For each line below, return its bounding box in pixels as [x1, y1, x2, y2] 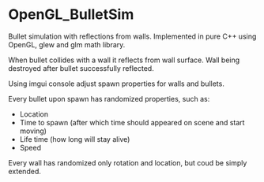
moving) [19, 126, 47, 136]
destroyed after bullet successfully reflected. [8, 63, 154, 72]
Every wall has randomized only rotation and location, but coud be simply [8, 158, 247, 167]
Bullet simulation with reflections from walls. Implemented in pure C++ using [8, 32, 257, 41]
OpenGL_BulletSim [8, 6, 134, 24]
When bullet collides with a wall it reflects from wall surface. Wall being [8, 55, 240, 65]
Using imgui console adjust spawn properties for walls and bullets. [8, 79, 225, 88]
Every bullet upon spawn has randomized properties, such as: [8, 94, 210, 103]
